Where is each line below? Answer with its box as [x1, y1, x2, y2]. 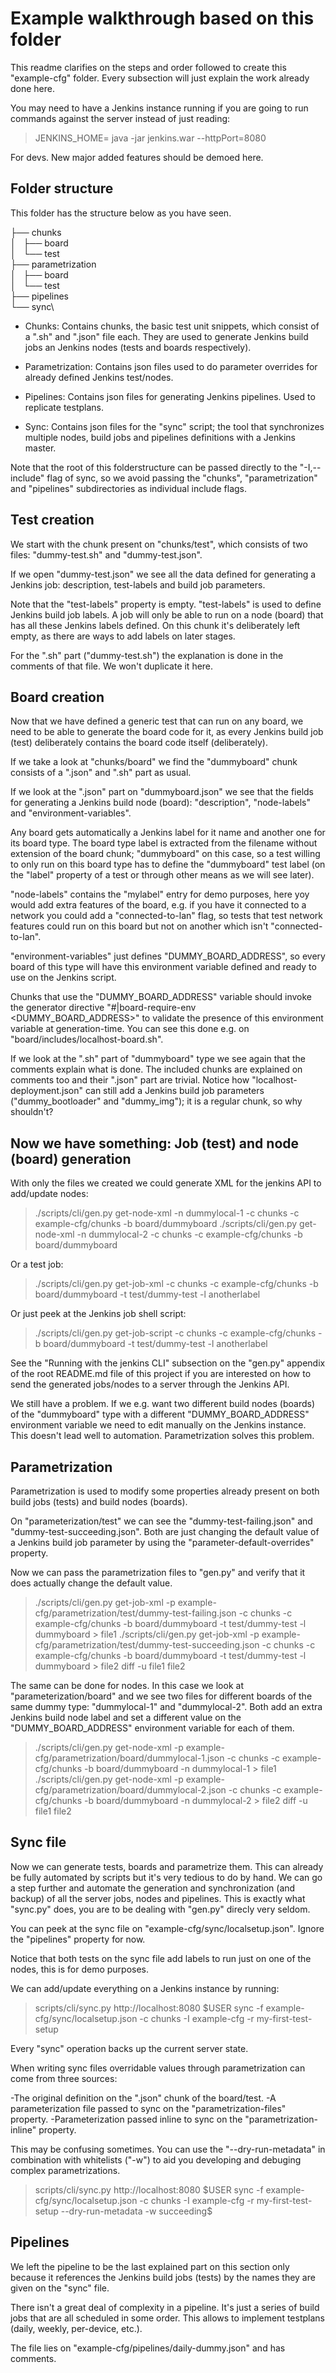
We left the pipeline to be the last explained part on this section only [10, 2260, 290, 2272]
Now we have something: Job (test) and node [10, 1135, 300, 1152]
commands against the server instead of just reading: [10, 112, 231, 124]
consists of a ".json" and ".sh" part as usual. [10, 767, 192, 779]
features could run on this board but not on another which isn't [10, 920, 269, 932]
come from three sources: [10, 2072, 118, 2084]
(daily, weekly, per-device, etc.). [10, 2322, 143, 2334]
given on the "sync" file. [10, 2282, 110, 2294]
